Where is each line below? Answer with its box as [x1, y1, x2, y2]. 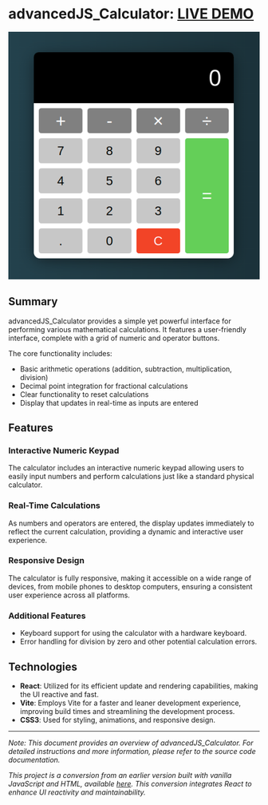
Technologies [8, 660, 78, 673]
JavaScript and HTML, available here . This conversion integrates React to [8, 779, 253, 788]
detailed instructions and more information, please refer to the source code [8, 746, 257, 755]
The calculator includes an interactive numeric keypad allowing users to [8, 463, 245, 473]
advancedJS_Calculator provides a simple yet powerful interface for [8, 316, 231, 326]
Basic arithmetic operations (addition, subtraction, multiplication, [19, 364, 233, 374]
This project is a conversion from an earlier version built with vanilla [8, 770, 232, 779]
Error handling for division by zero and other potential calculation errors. [19, 636, 258, 647]
